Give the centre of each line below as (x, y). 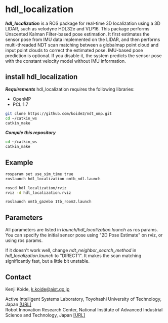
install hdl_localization (41, 77)
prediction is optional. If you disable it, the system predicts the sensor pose (83, 55)
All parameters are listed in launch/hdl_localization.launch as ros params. (82, 230)
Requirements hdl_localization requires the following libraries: (70, 89)
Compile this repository (31, 133)
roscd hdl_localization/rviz (36, 188)
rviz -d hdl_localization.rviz (38, 193)
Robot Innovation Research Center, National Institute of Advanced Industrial (84, 309)
